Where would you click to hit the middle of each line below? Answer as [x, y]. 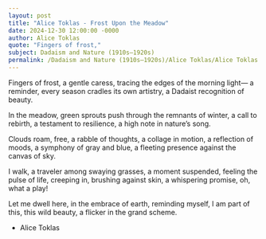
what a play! [28, 188]
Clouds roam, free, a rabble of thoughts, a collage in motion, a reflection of [131, 139]
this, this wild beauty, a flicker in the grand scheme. [93, 212]
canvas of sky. [32, 155]
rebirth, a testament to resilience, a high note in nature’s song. [110, 123]
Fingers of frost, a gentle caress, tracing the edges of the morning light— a [131, 82]
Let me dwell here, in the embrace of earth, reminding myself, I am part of [129, 203]
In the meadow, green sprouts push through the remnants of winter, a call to [133, 115]
